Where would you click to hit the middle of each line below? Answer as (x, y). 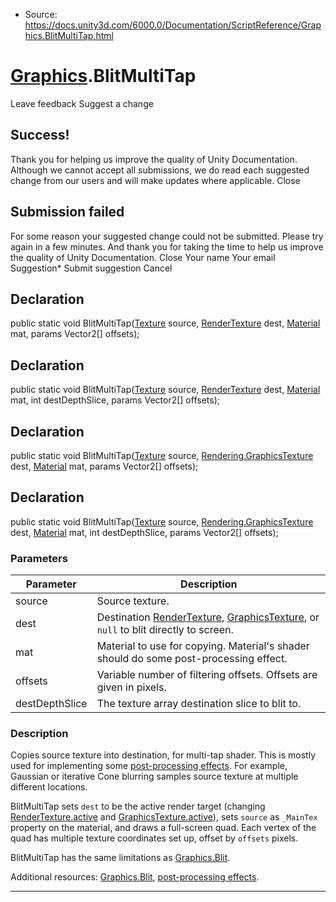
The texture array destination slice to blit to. (199, 704)
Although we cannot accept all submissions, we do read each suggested (160, 170)
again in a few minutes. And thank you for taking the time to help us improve (167, 246)
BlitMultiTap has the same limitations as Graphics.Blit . (120, 858)
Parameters (39, 558)
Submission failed (67, 212)
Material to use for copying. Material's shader (203, 646)
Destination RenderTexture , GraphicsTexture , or (208, 617)
